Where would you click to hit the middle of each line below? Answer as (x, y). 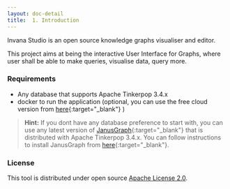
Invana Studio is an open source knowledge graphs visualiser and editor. (112, 40)
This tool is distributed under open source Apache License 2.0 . (98, 178)
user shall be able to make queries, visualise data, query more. (97, 61)
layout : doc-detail (36, 14)
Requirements (32, 79)
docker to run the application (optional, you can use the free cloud (112, 101)
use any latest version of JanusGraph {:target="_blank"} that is (114, 130)
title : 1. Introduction (43, 20)
